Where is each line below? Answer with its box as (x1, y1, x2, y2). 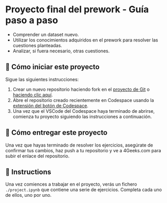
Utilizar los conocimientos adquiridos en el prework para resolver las (12, 37, 158, 43)
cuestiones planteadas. (12, 42, 63, 48)
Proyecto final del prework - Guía (5, 4, 149, 15)
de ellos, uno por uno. (5, 192, 52, 198)
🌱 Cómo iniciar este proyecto (5, 63, 100, 71)
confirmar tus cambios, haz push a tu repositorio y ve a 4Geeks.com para (5, 147, 161, 153)
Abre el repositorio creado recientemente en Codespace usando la (12, 97, 154, 103)
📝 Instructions (5, 168, 51, 176)
